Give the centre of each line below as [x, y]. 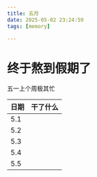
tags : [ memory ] [29, 26]
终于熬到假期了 [49, 68]
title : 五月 [23, 13]
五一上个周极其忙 [31, 88]
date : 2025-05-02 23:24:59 [45, 20]
